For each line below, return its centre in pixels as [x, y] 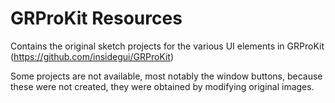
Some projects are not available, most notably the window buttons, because [166, 76]
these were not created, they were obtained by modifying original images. [162, 86]
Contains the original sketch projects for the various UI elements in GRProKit [167, 46]
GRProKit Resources [96, 18]
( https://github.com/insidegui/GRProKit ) [92, 56]
